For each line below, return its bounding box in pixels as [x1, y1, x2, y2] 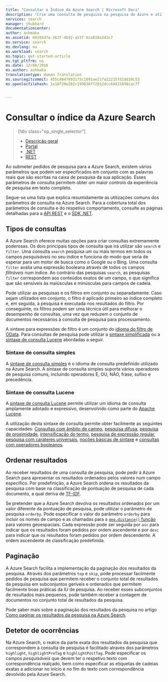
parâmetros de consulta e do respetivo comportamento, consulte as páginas [5, 205, 163, 211]
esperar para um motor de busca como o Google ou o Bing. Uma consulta [5, 259, 158, 265]
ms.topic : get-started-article [5, 53, 71, 59]
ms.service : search [5, 40, 46, 45]
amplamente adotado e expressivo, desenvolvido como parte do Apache [5, 405, 155, 412]
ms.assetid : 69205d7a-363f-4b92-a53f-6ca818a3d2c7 [5, 35, 113, 40]
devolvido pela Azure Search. [5, 672, 66, 678]
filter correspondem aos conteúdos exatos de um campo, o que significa [5, 275, 159, 281]
